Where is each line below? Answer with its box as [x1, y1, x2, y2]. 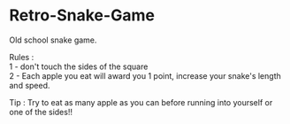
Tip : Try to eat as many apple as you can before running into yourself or [9, 97, 273, 107]
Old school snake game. [9, 35, 97, 45]
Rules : [9, 51, 34, 62]
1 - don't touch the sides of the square [9, 61, 149, 72]
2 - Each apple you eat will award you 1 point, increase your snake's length [9, 70, 281, 81]
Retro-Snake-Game [9, 5, 155, 26]
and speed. [9, 80, 50, 90]
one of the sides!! [9, 106, 73, 117]
